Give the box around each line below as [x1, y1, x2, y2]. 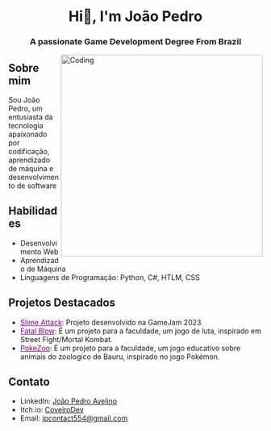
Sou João [8, 94, 40, 104]
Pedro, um [8, 103, 43, 113]
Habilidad [8, 204, 58, 218]
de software [16, 181, 57, 190]
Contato [8, 375, 50, 388]
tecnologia [8, 120, 44, 130]
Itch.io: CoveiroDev [19, 405, 85, 415]
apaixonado [8, 129, 48, 139]
